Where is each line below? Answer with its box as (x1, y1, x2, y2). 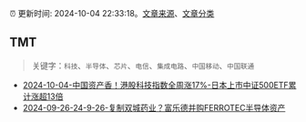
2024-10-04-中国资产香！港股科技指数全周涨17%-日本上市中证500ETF (22, 79, 289, 90)
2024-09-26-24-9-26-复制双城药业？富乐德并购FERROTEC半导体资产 (22, 102, 286, 113)
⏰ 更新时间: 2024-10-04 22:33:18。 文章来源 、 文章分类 (9, 8, 215, 18)
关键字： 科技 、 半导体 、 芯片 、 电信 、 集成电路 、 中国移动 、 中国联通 (31, 60, 255, 71)
